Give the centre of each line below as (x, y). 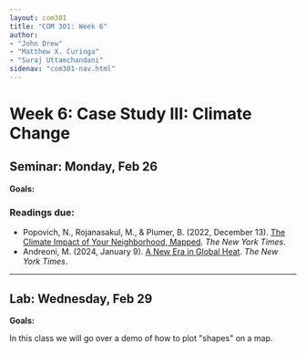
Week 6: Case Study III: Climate (131, 114)
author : (24, 35)
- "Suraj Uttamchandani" (56, 60)
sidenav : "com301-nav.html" (63, 69)
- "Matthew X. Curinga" (55, 52)
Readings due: (42, 213)
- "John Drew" (36, 43)
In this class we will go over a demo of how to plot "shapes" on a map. (141, 337)
